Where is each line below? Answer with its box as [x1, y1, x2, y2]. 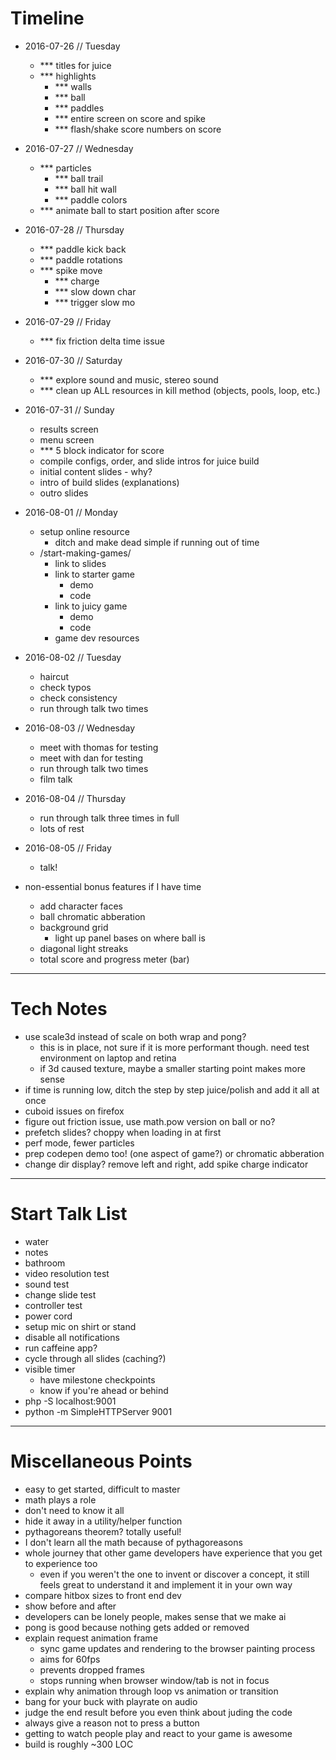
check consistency [39, 692, 118, 704]
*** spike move [39, 264, 103, 276]
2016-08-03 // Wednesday [24, 722, 136, 734]
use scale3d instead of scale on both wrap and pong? [24, 1030, 247, 1042]
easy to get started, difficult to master [24, 1483, 181, 1495]
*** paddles [54, 102, 105, 114]
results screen [39, 423, 99, 435]
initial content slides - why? [39, 465, 153, 477]
